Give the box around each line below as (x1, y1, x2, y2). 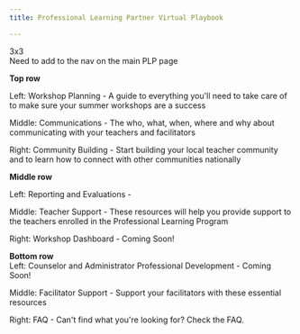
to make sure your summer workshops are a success (9, 100, 206, 111)
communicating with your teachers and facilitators (9, 127, 196, 138)
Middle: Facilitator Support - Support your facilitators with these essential (9, 287, 282, 298)
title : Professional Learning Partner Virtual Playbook (9, 13, 223, 23)
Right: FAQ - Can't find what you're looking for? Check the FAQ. (9, 314, 245, 325)
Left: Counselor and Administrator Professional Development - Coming (9, 260, 272, 271)
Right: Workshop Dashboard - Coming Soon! (9, 233, 175, 244)
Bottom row (9, 250, 54, 261)
